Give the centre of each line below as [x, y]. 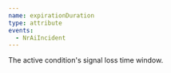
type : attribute [35, 23]
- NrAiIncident [41, 38]
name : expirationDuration [51, 15]
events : [21, 30]
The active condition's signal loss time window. [86, 60]
